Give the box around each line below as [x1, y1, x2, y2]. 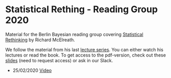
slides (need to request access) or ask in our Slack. [5, 57, 113, 63]
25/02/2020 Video [12, 67, 52, 73]
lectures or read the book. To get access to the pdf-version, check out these [5, 52, 166, 58]
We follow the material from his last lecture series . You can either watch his [5, 46, 163, 53]
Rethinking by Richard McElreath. [5, 37, 76, 43]
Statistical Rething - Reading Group [5, 4, 158, 15]
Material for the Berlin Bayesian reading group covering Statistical [5, 31, 144, 37]
